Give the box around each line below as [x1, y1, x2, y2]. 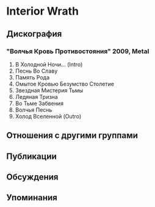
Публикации [6, 151, 57, 161]
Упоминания [6, 192, 58, 203]
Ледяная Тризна [15, 93, 58, 100]
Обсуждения [6, 172, 59, 183]
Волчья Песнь [15, 106, 52, 114]
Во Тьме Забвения [15, 100, 64, 107]
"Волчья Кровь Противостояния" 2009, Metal [6, 47, 150, 56]
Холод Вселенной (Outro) [15, 112, 82, 120]
